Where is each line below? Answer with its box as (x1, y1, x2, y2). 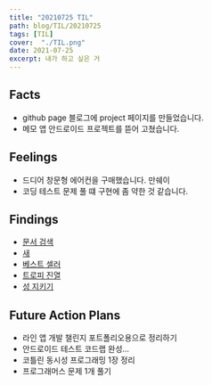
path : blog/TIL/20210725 (9, 21, 102, 30)
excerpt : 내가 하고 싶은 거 (9, 54, 101, 63)
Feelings (9, 150, 58, 165)
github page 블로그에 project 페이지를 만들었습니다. (21, 112, 204, 123)
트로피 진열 (21, 270, 61, 281)
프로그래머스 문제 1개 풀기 (21, 366, 111, 377)
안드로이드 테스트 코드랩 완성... (21, 344, 130, 355)
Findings (9, 212, 60, 227)
